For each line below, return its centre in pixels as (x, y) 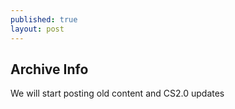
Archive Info (49, 69)
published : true (44, 19)
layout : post (37, 29)
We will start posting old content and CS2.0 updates (117, 93)
